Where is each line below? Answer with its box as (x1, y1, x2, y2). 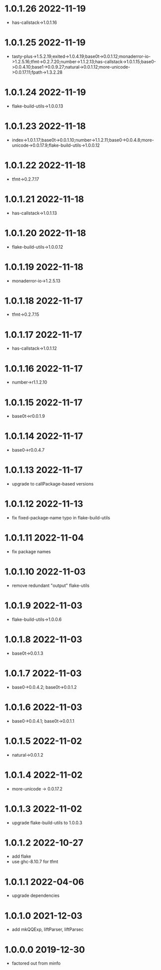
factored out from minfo (11, 961, 61, 967)
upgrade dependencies (11, 892, 60, 898)
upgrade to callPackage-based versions (11, 481, 94, 487)
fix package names (11, 549, 51, 555)
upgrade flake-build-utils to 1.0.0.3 (11, 819, 83, 826)
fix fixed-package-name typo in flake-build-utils (11, 515, 110, 521)
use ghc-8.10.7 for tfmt (11, 859, 58, 865)
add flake (11, 854, 31, 860)
